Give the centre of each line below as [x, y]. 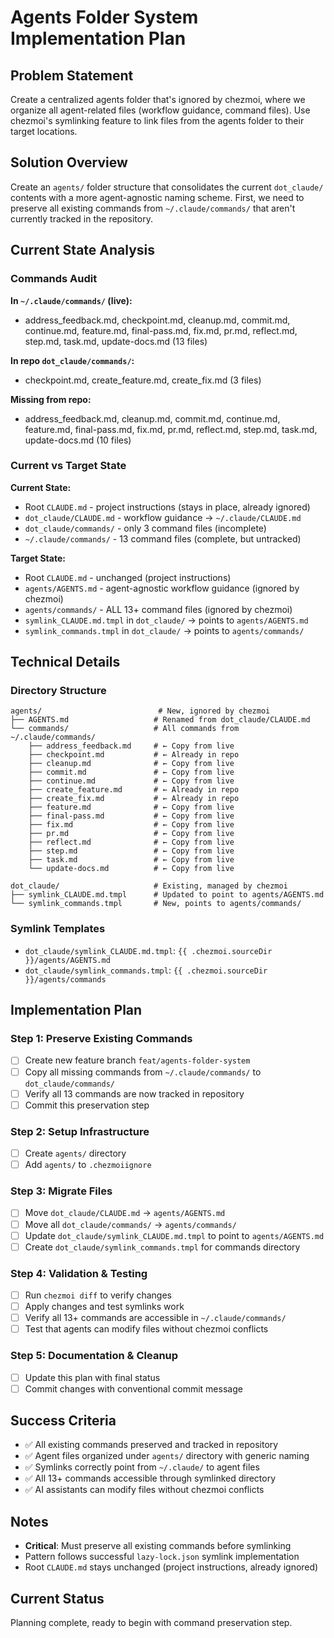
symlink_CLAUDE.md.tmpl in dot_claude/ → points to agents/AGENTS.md [166, 620]
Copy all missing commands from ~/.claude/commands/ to [143, 1072]
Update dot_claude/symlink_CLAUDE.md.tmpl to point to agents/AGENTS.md [174, 1235]
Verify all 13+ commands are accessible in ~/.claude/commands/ [155, 1318]
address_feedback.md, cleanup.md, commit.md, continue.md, [152, 418]
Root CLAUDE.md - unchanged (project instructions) [128, 577]
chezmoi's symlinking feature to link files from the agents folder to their [157, 120]
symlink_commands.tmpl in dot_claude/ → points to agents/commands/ [164, 630]
